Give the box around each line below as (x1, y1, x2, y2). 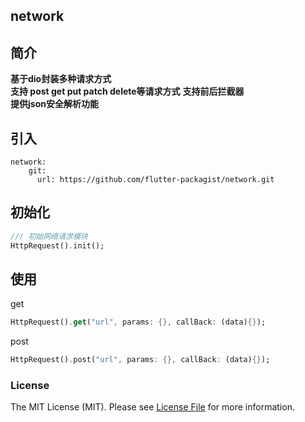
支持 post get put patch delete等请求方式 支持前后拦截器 (10, 85, 245, 98)
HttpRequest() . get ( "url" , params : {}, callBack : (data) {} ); (10, 317, 267, 328)
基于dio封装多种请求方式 (10, 73, 112, 85)
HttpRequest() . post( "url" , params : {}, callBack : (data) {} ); (10, 355, 271, 365)
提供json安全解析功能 (10, 98, 99, 110)
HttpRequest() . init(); (10, 240, 105, 251)
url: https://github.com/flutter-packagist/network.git (36, 175, 275, 185)
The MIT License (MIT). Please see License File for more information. (10, 401, 295, 413)
